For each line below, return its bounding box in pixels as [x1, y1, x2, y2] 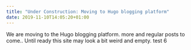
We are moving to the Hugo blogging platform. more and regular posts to [6, 30, 185, 37]
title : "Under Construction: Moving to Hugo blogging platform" [6, 8, 170, 15]
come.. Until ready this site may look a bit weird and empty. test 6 [6, 37, 167, 44]
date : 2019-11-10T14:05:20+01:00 [6, 14, 90, 20]
